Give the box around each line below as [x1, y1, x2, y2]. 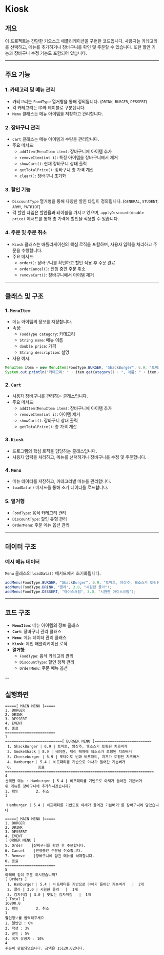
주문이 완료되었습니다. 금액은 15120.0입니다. [5, 946, 85, 951]
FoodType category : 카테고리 [19, 331, 75, 337]
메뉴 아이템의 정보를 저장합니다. [12, 319, 72, 325]
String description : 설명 [19, 349, 70, 355]
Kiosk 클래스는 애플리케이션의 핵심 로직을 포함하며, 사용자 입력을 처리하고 [12, 241, 152, 247]
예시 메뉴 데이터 [5, 558, 40, 565]
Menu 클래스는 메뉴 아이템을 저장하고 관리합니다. [12, 111, 103, 116]
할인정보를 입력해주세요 [5, 916, 44, 921]
